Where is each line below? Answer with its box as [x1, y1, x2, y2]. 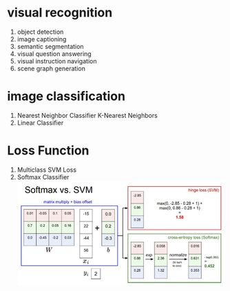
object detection [17, 28, 64, 36]
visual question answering [17, 50, 92, 58]
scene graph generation [17, 64, 86, 72]
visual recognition [7, 5, 113, 21]
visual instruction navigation [17, 57, 97, 65]
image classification [7, 88, 126, 104]
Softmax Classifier [17, 172, 70, 181]
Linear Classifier [17, 119, 64, 127]
